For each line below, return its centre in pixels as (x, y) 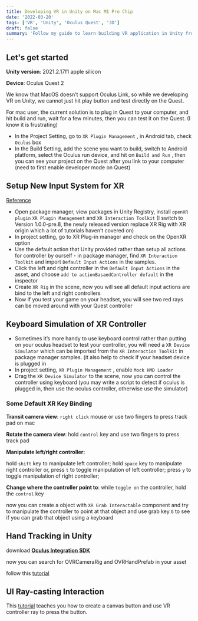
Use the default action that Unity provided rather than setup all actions (100, 249)
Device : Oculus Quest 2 (35, 83)
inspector (26, 280)
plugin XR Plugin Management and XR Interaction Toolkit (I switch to (99, 218)
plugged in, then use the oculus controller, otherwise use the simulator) (101, 388)
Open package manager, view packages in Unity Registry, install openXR (101, 211)
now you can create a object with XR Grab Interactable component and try (97, 505)
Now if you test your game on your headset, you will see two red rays (99, 299)
